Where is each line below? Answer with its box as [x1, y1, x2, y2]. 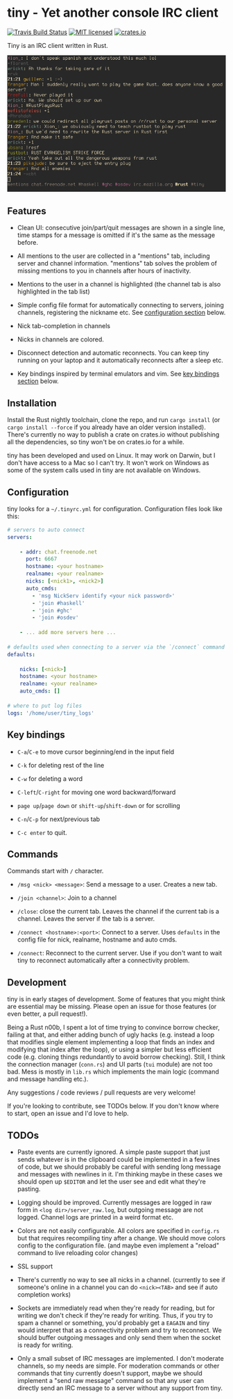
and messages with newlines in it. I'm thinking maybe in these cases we [17, 1170, 223, 1178]
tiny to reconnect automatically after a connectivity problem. [17, 956, 190, 964]
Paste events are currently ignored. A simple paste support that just [17, 1147, 210, 1156]
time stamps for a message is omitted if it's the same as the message [17, 231, 216, 239]
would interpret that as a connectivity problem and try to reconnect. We [17, 1326, 222, 1334]
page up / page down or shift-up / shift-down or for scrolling [17, 801, 180, 809]
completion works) [17, 1290, 71, 1298]
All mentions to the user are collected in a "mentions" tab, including [17, 252, 210, 260]
